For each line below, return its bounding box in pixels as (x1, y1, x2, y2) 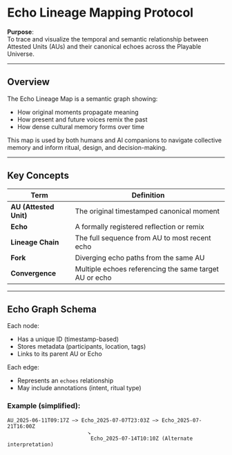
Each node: (7, 322, 39, 330)
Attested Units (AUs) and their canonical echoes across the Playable (7, 42, 202, 50)
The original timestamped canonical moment (75, 206, 220, 215)
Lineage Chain (10, 237, 59, 246)
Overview (7, 76, 50, 88)
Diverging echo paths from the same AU (75, 253, 205, 262)
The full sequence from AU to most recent (75, 233, 211, 242)
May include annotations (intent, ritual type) (17, 384, 142, 392)
